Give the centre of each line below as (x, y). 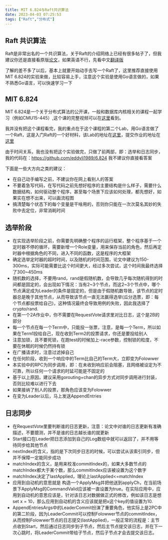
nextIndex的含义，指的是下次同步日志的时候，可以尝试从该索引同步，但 (86, 451)
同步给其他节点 (32, 445)
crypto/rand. (25, 308)
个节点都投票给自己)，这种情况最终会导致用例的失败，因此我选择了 (81, 303)
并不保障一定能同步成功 (36, 457)
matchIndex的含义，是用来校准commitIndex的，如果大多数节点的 (79, 463)
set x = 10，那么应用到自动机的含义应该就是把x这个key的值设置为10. (83, 501)
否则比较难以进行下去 (34, 383)
